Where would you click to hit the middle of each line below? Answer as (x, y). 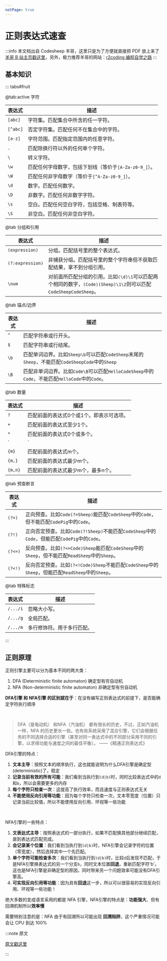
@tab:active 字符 (22, 97)
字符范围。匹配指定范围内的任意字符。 (73, 139)
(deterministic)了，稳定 (36, 771)
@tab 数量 (16, 392)
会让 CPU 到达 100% (26, 923)
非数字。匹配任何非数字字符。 (63, 195)
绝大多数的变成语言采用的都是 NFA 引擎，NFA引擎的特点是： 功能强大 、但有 (83, 900)
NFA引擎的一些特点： (27, 822)
